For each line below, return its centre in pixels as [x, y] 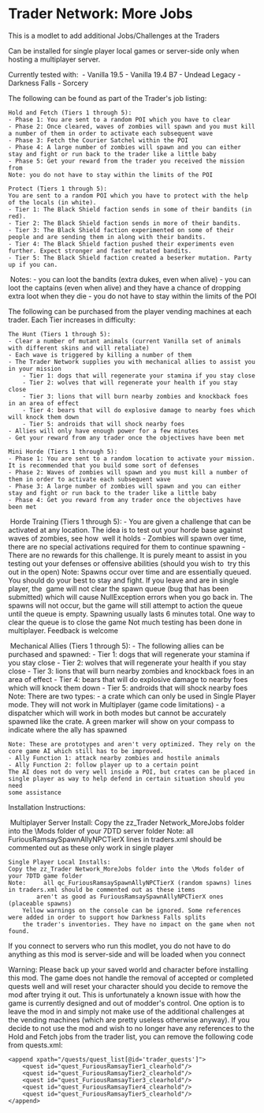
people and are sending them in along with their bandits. [107, 237]
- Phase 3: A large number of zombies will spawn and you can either [125, 486]
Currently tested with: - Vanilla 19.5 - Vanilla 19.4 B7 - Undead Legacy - [125, 74]
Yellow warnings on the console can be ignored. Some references [132, 910]
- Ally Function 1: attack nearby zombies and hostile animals [114, 758]
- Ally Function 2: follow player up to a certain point [104, 765]
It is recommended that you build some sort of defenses [104, 465]
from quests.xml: [35, 1045]
